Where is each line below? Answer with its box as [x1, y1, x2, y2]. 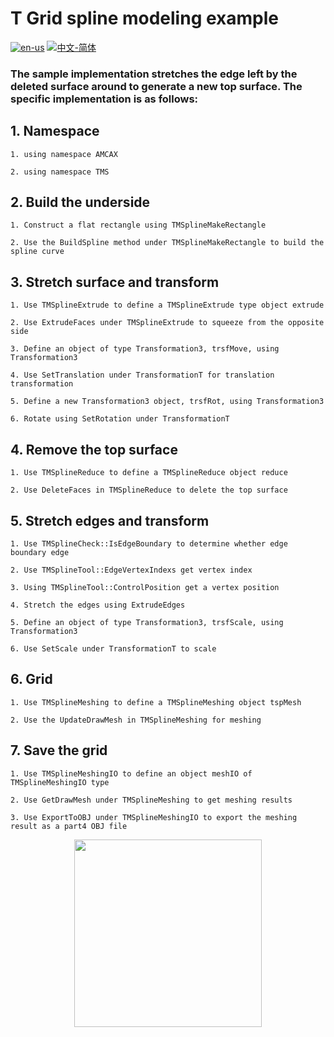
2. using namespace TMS [10, 167, 110, 177]
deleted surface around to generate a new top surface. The [10, 79, 303, 93]
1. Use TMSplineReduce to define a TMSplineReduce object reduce [10, 468, 288, 478]
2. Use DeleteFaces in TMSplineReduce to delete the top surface [10, 485, 288, 496]
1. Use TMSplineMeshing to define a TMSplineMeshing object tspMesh [10, 697, 302, 707]
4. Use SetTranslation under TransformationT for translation [10, 370, 275, 381]
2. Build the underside [10, 194, 151, 211]
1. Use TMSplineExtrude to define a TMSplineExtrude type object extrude [10, 300, 325, 311]
